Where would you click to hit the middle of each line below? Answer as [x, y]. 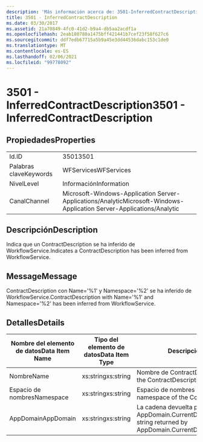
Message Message [42, 276]
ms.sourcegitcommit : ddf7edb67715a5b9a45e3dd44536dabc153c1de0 [88, 40]
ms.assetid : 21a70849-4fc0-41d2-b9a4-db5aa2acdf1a [71, 29]
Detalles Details [36, 323]
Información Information [96, 184]
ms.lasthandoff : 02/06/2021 [42, 57]
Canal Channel [29, 201]
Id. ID [16, 156]
